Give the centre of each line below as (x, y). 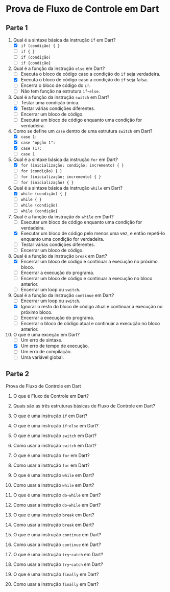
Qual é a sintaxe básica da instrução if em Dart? (64, 40)
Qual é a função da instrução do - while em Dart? (63, 217)
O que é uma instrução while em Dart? (54, 475)
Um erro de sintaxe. (42, 340)
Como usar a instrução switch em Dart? (55, 446)
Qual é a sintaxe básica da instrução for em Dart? (66, 160)
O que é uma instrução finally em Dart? (56, 574)
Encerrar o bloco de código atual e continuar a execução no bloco (90, 324)
